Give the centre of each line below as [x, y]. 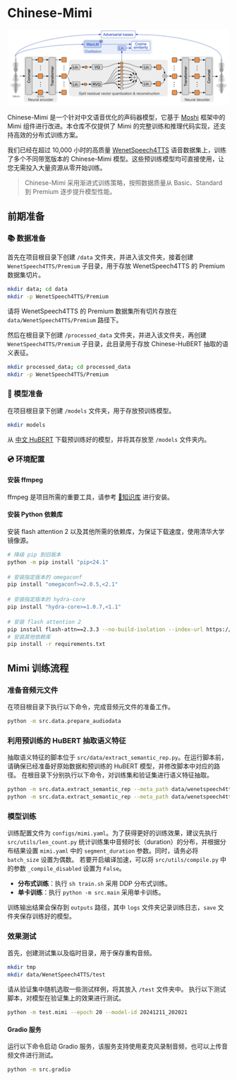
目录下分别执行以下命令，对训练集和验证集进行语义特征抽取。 [123, 775]
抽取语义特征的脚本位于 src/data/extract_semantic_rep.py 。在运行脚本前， [117, 757]
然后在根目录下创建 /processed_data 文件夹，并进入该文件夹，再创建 [107, 335]
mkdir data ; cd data [38, 289]
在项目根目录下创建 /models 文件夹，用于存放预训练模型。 [91, 410]
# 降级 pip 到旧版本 [34, 555]
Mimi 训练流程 [38, 668]
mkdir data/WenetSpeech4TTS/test [56, 975]
